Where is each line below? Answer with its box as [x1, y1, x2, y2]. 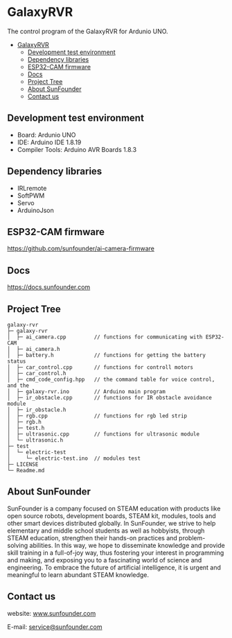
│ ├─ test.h [7, 424, 45, 431]
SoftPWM [17, 191, 45, 200]
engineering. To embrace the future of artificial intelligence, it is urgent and [7, 563, 222, 571]
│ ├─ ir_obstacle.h [7, 406, 67, 413]
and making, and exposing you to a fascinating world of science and [7, 555, 202, 564]
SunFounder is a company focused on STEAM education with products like [7, 504, 221, 512]
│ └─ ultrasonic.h [7, 437, 64, 444]
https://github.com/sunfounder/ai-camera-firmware [7, 244, 154, 253]
